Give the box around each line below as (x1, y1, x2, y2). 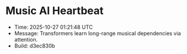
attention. (14, 36, 38, 43)
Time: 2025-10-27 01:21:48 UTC (14, 23, 93, 31)
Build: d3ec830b (14, 42, 55, 49)
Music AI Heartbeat (5, 4, 104, 18)
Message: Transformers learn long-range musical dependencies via (14, 29, 181, 36)
